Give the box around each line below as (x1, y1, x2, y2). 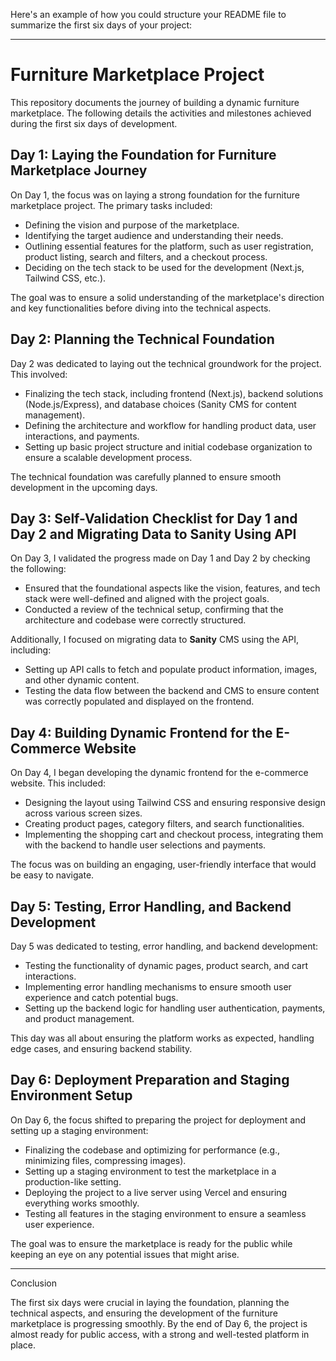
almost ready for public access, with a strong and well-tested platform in (10, 1328, 310, 1340)
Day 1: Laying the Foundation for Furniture (10, 147, 277, 164)
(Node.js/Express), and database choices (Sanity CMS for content (24, 398, 297, 410)
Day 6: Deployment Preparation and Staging (10, 1072, 290, 1089)
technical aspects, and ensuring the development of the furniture (10, 1307, 278, 1319)
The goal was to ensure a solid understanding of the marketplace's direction (10, 291, 325, 303)
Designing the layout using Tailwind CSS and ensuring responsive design (24, 797, 326, 809)
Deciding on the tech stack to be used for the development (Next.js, (24, 261, 305, 273)
